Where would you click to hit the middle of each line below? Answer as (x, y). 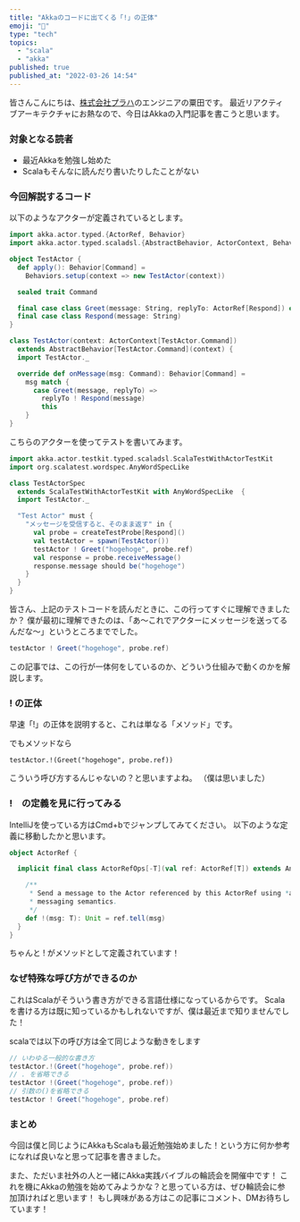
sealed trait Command (58, 292)
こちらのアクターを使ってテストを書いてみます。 (98, 441)
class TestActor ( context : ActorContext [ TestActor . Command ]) (124, 341)
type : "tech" (33, 34)
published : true (39, 68)
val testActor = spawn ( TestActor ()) (101, 541)
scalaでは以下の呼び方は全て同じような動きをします (105, 1041)
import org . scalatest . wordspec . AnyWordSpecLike (100, 467)
